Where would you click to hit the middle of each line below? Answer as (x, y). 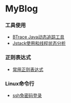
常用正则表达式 (28, 69)
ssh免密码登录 (27, 95)
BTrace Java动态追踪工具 (38, 37)
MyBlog (22, 9)
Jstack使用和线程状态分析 (39, 43)
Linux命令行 (20, 83)
